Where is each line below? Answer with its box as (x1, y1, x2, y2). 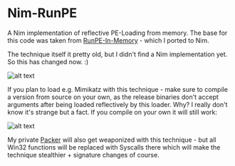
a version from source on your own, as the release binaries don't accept (7, 93, 219, 101)
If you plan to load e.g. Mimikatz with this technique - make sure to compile (7, 85, 228, 93)
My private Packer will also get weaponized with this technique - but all (7, 135, 216, 144)
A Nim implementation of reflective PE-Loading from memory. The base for (7, 28, 228, 37)
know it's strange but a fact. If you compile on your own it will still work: (7, 108, 218, 116)
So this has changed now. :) (7, 57, 89, 66)
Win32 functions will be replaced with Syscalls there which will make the (7, 142, 221, 151)
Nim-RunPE (7, 5, 77, 21)
